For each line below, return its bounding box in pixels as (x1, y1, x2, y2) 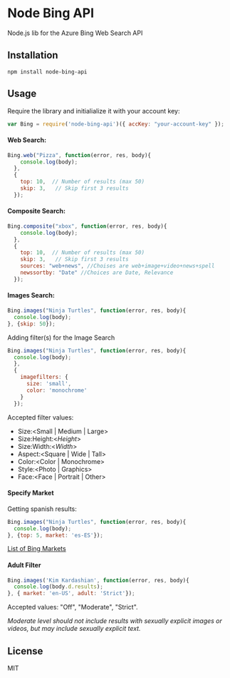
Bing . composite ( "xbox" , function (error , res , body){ (7, 223, 167, 230)
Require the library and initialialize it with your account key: (7, 106, 180, 115)
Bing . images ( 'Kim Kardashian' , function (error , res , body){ (7, 577, 190, 584)
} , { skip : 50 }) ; (7, 320, 56, 328)
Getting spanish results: (7, 505, 77, 513)
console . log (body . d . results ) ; (14, 583, 103, 590)
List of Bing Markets (7, 545, 66, 553)
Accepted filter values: (7, 413, 74, 422)
